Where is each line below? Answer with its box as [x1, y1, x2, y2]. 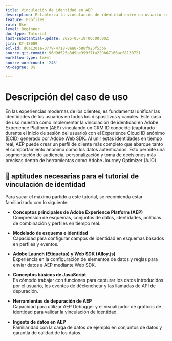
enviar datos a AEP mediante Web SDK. [12, 262, 96, 268]
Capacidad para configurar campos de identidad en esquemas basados [12, 235, 164, 242]
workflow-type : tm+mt [5, 55, 52, 61]
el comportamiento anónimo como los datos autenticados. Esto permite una [5, 147, 165, 153]
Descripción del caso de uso [5, 91, 128, 103]
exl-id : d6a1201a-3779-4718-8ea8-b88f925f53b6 [5, 46, 106, 51]
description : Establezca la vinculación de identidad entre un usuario [5, 12, 161, 17]
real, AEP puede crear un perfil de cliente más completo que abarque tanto [5, 141, 163, 147]
